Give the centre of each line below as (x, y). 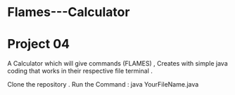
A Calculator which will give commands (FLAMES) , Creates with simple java (118, 64)
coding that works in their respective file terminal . (80, 71)
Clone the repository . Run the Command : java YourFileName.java (103, 85)
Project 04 (39, 44)
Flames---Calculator (69, 12)
